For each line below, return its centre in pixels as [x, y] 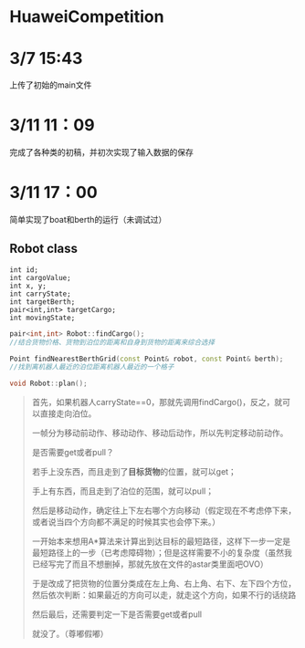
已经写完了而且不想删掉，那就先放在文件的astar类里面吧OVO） [150, 564]
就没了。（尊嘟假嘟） [70, 634]
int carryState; [40, 294]
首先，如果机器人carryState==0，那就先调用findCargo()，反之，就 [157, 402]
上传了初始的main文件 [51, 85]
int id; [24, 270]
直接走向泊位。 [68, 413]
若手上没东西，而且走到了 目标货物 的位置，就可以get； [134, 472]
